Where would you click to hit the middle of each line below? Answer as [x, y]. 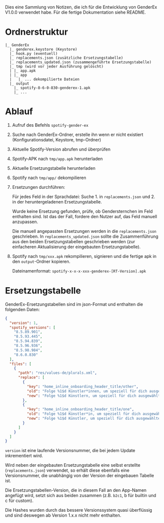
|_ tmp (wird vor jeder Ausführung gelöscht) [57, 66]
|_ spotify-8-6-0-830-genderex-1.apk [52, 88]
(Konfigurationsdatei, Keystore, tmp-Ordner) [57, 139]
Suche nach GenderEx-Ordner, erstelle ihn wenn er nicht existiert [78, 135]
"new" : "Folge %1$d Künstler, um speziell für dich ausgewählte [93, 419]
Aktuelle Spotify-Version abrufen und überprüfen [61, 149]
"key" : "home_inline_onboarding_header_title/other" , [82, 387]
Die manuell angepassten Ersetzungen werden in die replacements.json [84, 231]
